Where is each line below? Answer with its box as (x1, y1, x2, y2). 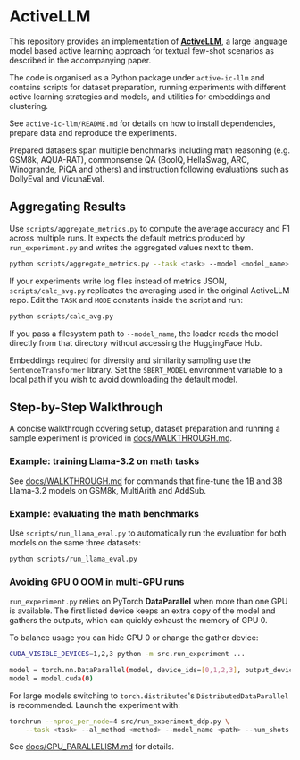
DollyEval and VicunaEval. (9, 173, 105, 184)
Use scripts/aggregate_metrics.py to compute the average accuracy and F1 (9, 223, 290, 233)
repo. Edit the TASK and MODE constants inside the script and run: (9, 294, 244, 305)
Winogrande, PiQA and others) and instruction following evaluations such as (9, 164, 289, 174)
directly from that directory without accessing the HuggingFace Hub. (9, 337, 262, 348)
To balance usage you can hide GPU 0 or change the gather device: (9, 632, 259, 643)
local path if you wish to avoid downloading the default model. (9, 374, 238, 384)
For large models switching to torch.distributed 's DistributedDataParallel (9, 690, 289, 701)
